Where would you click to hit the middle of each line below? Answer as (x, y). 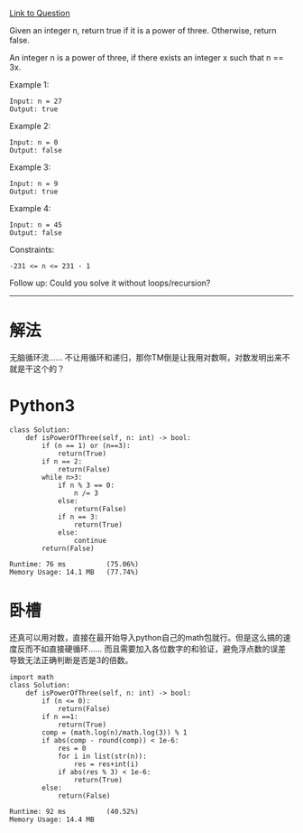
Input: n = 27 (36, 101)
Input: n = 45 (36, 225)
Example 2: (30, 126)
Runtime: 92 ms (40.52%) (74, 811)
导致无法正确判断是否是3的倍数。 (71, 660)
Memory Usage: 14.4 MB (52, 819)
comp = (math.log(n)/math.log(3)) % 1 (115, 732)
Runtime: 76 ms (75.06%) (74, 564)
